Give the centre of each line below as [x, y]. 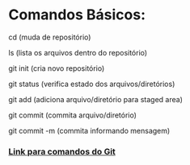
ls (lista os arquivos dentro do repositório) [78, 52]
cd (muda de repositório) [50, 37]
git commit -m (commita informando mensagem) [89, 130]
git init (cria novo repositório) [57, 68]
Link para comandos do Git [62, 151]
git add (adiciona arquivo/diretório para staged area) [96, 99]
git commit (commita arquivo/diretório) [73, 115]
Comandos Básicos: [77, 15]
